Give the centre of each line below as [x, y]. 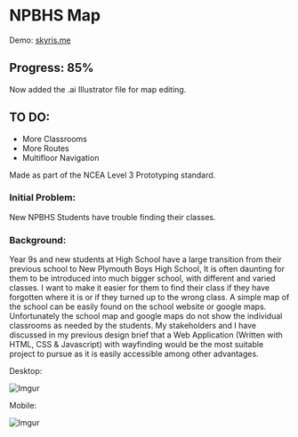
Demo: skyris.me [40, 40]
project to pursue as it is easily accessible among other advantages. [134, 354]
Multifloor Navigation [60, 157]
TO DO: [30, 118]
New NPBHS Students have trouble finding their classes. [113, 217]
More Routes [45, 148]
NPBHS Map [55, 16]
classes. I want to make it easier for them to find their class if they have [140, 288]
